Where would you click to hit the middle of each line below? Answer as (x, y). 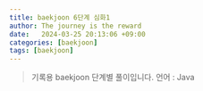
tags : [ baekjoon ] (42, 51)
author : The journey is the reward (76, 26)
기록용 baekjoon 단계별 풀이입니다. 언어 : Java (113, 78)
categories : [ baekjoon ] (54, 42)
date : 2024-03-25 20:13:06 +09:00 (77, 34)
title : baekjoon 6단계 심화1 (59, 17)
